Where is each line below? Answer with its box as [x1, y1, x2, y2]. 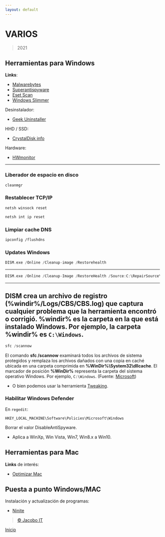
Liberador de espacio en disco [5, 171, 79, 178]
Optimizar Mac [12, 471, 43, 477]
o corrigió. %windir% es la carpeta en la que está [5, 315, 159, 323]
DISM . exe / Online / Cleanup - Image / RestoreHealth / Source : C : [5, 273, 131, 278]
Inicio [5, 527, 16, 533]
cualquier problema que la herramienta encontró [5, 307, 157, 316]
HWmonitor [12, 155, 35, 161]
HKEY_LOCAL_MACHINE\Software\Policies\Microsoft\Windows [5, 416, 124, 421]
